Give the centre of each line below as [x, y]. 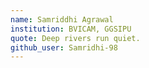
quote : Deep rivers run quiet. [75, 38]
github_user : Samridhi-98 [64, 47]
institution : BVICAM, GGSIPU [71, 29]
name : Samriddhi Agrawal [62, 19]
